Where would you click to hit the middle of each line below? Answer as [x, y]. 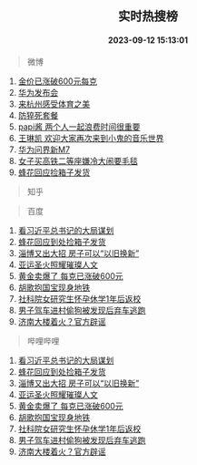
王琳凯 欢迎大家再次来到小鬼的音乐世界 [91, 138]
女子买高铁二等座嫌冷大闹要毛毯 [78, 160]
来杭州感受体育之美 [54, 104]
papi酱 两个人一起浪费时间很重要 [79, 127]
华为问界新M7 [44, 150]
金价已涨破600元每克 [58, 81]
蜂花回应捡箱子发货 [54, 172]
